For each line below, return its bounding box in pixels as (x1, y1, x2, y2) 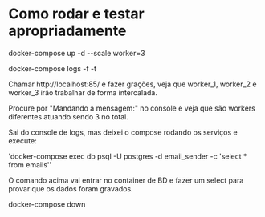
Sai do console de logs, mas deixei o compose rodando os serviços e (8, 127, 238, 137)
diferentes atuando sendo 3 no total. (8, 111, 128, 121)
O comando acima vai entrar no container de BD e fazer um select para (8, 175, 244, 185)
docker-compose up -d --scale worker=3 (8, 48, 146, 58)
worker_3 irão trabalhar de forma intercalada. (8, 87, 158, 97)
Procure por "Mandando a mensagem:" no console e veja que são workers (8, 103, 255, 113)
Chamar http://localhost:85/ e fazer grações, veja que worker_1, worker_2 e (8, 79, 257, 89)
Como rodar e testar (8, 5, 145, 23)
